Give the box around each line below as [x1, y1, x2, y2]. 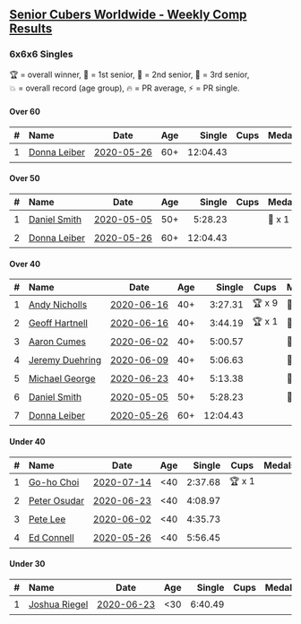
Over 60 [9, 107, 40, 117]
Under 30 [9, 559, 46, 569]
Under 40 [9, 436, 47, 446]
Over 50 [9, 173, 40, 184]
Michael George [28, 372, 96, 385]
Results [9, 22, 53, 37]
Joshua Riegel [28, 598, 89, 611]
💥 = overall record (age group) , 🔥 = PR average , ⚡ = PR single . [9, 82, 240, 93]
